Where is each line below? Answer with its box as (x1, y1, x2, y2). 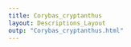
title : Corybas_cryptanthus (8, 11, 103, 20)
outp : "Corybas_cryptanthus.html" (8, 26, 125, 34)
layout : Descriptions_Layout (8, 19, 106, 27)
